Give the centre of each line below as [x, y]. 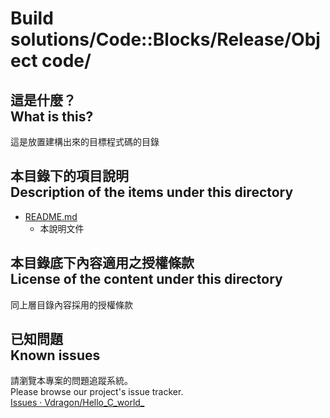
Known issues [55, 355]
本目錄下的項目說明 [69, 176]
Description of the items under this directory [152, 192]
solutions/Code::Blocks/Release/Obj [165, 39]
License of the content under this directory [146, 279]
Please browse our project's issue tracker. [97, 392]
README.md [51, 216]
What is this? [52, 116]
